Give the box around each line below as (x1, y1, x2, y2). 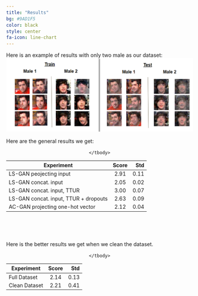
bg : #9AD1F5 (6, 15, 36, 22)
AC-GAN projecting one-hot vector (8, 203, 96, 211)
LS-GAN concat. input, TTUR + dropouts (8, 195, 108, 202)
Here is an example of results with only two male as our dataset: (6, 52, 163, 59)
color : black (6, 22, 39, 28)
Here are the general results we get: (6, 137, 94, 145)
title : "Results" (6, 9, 49, 15)
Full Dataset (8, 273, 38, 281)
